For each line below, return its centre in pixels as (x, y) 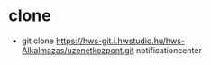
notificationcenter (169, 50)
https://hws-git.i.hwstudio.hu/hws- (121, 41)
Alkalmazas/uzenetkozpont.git (78, 50)
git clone (38, 41)
